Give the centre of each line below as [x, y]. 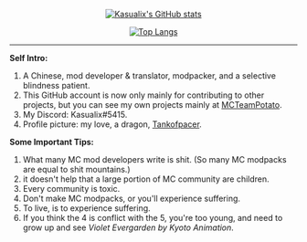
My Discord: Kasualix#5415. [75, 115]
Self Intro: [29, 58]
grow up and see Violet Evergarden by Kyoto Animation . [128, 227]
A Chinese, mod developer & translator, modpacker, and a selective [149, 76]
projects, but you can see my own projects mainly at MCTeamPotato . [152, 105]
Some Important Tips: [52, 142]
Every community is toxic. [71, 189]
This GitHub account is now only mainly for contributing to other [143, 95]
